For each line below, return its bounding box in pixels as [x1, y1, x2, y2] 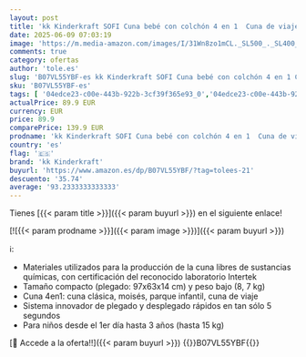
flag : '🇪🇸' [9, 148, 55, 158]
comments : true [9, 47, 67, 56]
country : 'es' [9, 140, 64, 149]
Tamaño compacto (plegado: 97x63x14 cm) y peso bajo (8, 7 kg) [22, 281, 266, 292]
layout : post [9, 13, 59, 23]
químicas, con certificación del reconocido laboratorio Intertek [22, 271, 258, 282]
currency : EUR [9, 107, 64, 116]
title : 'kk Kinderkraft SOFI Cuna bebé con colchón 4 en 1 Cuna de [9, 22, 275, 31]
